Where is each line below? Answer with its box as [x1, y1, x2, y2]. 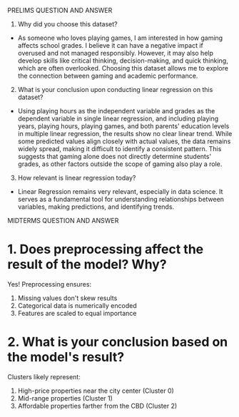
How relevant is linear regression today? [17, 174, 136, 182]
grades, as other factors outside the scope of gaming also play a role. [17, 160, 223, 168]
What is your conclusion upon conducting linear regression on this [17, 86, 213, 93]
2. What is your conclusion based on [7, 334, 228, 350]
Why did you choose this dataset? [17, 20, 118, 28]
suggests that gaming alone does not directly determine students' [17, 153, 212, 160]
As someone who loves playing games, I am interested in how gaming [17, 34, 223, 42]
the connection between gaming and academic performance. [17, 71, 198, 80]
